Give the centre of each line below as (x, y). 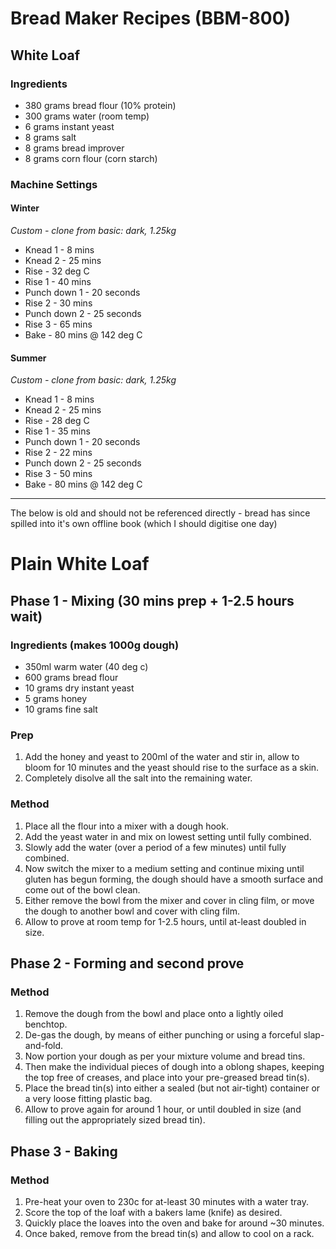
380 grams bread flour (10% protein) (100, 105)
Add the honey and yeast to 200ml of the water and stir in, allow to (162, 757)
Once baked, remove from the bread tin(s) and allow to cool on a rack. (169, 1234)
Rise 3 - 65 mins (58, 324)
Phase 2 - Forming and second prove (127, 963)
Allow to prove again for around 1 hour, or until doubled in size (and (163, 1109)
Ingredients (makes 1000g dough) (95, 645)
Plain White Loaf (80, 564)
